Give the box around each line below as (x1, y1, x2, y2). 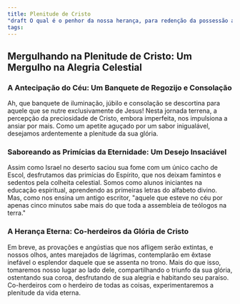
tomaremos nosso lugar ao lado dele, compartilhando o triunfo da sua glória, (7, 265, 233, 274)
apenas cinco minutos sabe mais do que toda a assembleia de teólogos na (7, 201, 227, 210)
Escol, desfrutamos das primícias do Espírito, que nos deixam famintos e (7, 171, 221, 179)
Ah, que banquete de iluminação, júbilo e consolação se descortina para (7, 99, 220, 108)
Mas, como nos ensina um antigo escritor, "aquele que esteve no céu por (7, 193, 223, 202)
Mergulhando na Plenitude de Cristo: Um (7, 50, 193, 62)
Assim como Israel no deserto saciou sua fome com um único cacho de (7, 163, 218, 172)
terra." (7, 208, 26, 218)
